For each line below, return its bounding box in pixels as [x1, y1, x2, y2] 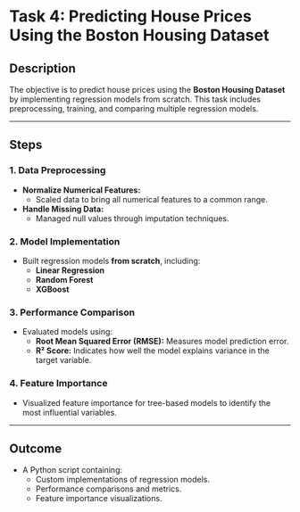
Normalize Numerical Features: [21, 185, 141, 195]
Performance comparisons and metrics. [35, 483, 182, 494]
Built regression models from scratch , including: [21, 255, 201, 266]
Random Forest [35, 274, 94, 285]
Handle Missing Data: [21, 203, 104, 214]
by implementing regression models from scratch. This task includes [9, 94, 262, 104]
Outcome [9, 441, 62, 456]
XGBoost [35, 284, 70, 294]
